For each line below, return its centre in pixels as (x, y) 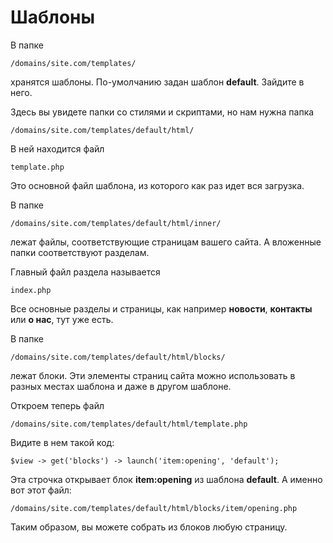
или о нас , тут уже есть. (62, 319)
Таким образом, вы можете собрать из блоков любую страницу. (149, 527)
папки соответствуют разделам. (80, 252)
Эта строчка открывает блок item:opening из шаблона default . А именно (166, 479)
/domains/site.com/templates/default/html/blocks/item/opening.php (154, 508)
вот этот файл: (41, 490)
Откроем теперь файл (57, 405)
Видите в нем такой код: (62, 442)
